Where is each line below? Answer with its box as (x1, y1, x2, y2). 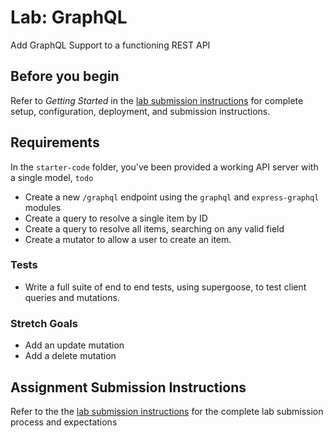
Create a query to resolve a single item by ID (24, 212, 208, 224)
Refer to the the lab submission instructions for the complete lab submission (10, 405, 324, 417)
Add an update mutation (24, 339, 125, 351)
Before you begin (10, 68, 120, 85)
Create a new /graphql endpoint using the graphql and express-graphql (24, 191, 320, 203)
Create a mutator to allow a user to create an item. (24, 233, 232, 245)
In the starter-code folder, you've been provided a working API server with (10, 161, 319, 173)
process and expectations (10, 416, 118, 428)
